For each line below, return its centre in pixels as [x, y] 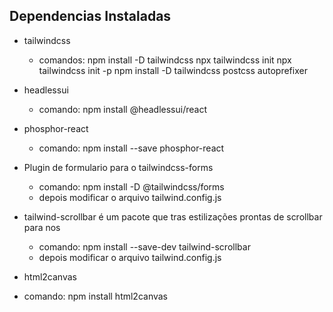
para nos [42, 227]
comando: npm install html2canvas [96, 296]
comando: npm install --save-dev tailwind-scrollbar [144, 246]
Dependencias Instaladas [90, 16]
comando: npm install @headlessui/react [122, 109]
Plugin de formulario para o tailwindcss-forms [118, 167]
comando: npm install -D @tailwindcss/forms [131, 186]
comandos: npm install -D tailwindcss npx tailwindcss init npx [165, 60]
